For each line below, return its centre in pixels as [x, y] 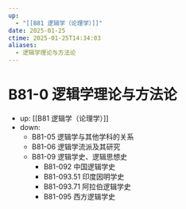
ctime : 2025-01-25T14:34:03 [55, 38]
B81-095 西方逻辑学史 [79, 196]
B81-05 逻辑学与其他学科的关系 [83, 136]
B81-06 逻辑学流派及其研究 [76, 146]
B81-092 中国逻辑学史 [79, 166]
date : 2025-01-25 [37, 30]
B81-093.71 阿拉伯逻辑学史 [87, 186]
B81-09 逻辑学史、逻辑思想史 [79, 156]
